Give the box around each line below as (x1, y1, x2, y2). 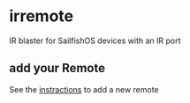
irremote (9, 6, 73, 26)
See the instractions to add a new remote (9, 84, 159, 94)
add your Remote (9, 61, 106, 76)
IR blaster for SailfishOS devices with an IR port (9, 35, 181, 46)
